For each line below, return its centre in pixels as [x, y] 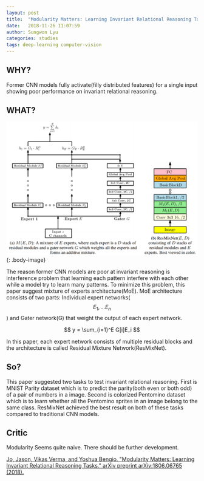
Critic [17, 433]
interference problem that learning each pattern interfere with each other [97, 278]
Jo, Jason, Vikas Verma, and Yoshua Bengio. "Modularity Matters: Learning [100, 459]
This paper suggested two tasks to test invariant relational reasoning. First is [102, 381]
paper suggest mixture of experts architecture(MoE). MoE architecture [94, 291]
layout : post [23, 13]
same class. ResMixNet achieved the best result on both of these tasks [95, 408]
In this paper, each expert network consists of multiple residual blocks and [100, 341]
